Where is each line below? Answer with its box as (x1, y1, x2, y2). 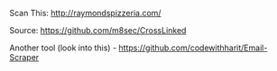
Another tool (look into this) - (9, 42, 117, 53)
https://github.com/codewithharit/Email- (118, 42, 268, 53)
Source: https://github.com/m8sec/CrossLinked (9, 25, 187, 35)
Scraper (9, 52, 40, 62)
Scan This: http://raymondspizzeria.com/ (9, 8, 162, 18)
